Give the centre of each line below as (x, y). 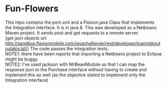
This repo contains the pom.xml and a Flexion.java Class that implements (80, 22)
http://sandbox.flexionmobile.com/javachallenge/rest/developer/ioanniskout (83, 43)
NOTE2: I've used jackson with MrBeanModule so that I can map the (75, 64)
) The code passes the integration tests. (68, 48)
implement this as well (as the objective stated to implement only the (75, 75)
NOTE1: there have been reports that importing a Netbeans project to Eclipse (83, 54)
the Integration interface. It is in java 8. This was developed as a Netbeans (81, 27)
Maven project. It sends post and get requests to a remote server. (72, 33)
